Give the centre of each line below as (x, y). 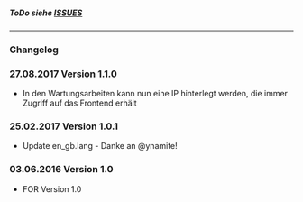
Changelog (34, 50)
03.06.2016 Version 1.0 (62, 170)
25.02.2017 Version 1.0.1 (64, 126)
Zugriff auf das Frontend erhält (79, 103)
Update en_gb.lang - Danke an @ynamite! (100, 146)
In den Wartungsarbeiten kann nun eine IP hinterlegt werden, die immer (155, 94)
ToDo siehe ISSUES (46, 13)
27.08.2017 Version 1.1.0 (63, 74)
